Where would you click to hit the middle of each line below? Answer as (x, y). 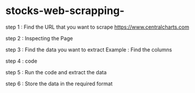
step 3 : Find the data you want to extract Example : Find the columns (89, 49)
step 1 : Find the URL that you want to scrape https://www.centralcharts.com (97, 27)
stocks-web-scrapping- (65, 11)
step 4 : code (21, 61)
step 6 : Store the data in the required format (59, 84)
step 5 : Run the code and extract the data (56, 72)
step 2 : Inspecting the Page (39, 38)
